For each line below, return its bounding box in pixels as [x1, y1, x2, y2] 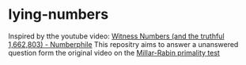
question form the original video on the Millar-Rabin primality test [8, 48, 220, 57]
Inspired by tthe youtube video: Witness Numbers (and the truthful [8, 31, 225, 41]
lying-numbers [8, 5, 109, 23]
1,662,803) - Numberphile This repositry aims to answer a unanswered [8, 39, 239, 49]
